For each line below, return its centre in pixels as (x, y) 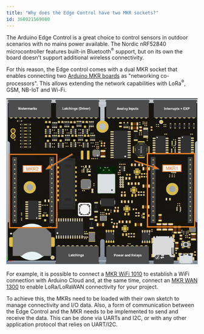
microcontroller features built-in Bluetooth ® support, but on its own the (95, 50)
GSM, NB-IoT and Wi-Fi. (36, 90)
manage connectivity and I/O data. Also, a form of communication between (100, 305)
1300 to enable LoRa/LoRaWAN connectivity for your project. (82, 287)
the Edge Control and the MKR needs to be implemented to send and (92, 311)
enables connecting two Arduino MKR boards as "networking (83, 76)
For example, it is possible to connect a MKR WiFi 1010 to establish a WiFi (98, 274)
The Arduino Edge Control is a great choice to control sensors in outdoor (97, 37)
